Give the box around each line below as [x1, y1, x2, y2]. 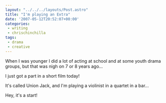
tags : [5, 35, 16, 40]
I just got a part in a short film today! [5, 73, 80, 79]
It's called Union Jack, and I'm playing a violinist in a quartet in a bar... [5, 83, 149, 89]
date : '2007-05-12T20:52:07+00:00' [5, 16, 79, 21]
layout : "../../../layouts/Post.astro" [5, 7, 88, 12]
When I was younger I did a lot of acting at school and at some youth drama [5, 58, 161, 64]
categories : [5, 21, 30, 26]
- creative [7, 44, 30, 49]
